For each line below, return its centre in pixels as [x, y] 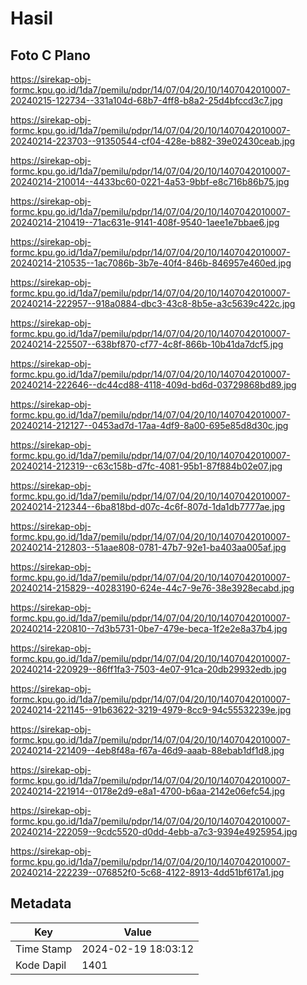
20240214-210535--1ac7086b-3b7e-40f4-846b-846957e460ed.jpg [151, 263]
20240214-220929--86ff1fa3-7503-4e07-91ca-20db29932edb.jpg [148, 669]
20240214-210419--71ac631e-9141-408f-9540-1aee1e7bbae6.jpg [145, 222]
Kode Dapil [41, 965]
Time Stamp [44, 949]
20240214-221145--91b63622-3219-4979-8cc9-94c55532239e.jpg [151, 710]
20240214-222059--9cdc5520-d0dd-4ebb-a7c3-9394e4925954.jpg [154, 831]
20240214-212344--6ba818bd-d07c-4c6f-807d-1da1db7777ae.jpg [148, 506]
